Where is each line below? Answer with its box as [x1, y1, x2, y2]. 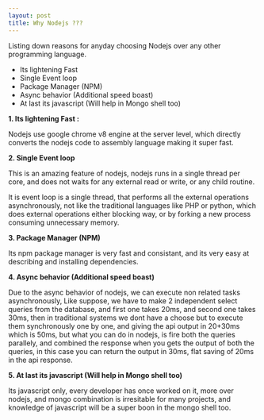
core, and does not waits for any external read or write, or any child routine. [8, 176, 255, 187]
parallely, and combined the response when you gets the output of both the [8, 338, 255, 348]
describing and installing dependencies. [8, 256, 139, 266]
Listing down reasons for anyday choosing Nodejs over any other [8, 40, 221, 50]
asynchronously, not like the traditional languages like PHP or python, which [8, 200, 256, 210]
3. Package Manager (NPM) [8, 233, 101, 242]
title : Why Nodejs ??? [8, 19, 83, 27]
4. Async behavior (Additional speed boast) [8, 272, 155, 282]
